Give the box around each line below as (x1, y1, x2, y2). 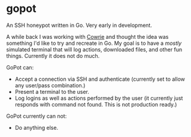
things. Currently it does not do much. (6, 52, 100, 59)
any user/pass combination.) (14, 81, 86, 89)
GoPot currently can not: (6, 112, 67, 120)
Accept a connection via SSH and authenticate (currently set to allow (14, 75, 186, 83)
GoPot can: (6, 63, 34, 71)
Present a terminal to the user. (14, 88, 90, 95)
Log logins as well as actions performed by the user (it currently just (14, 95, 183, 102)
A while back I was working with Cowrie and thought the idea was (6, 33, 169, 40)
